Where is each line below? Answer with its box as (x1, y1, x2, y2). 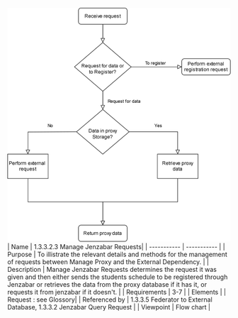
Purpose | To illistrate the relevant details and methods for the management (7, 250, 228, 259)
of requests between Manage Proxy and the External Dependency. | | (7, 258, 209, 266)
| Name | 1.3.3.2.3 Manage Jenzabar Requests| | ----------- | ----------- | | (7, 243, 225, 251)
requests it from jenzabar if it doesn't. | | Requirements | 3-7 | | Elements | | (7, 288, 227, 297)
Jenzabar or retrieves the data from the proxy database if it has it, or (7, 280, 208, 289)
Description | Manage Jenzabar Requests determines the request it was (7, 265, 217, 274)
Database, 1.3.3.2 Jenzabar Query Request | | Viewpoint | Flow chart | (7, 303, 211, 312)
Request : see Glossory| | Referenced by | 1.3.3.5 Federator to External (7, 295, 212, 304)
